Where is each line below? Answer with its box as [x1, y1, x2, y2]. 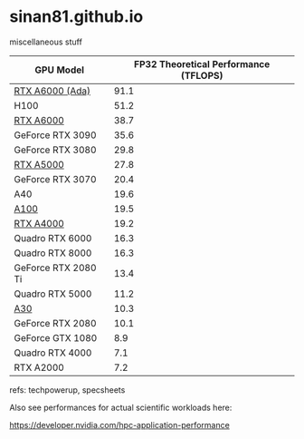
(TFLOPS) [180, 69, 223, 82]
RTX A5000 [14, 158, 65, 171]
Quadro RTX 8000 [14, 247, 92, 259]
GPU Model [34, 63, 84, 76]
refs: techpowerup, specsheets [9, 384, 126, 395]
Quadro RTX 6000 [14, 231, 92, 244]
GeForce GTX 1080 [14, 331, 98, 344]
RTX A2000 [14, 361, 65, 374]
